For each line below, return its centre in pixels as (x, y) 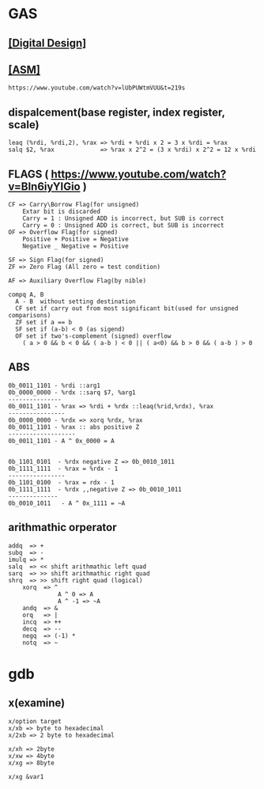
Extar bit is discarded (62, 212)
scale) (24, 125)
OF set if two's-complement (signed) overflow (93, 336)
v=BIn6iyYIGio (44, 186)
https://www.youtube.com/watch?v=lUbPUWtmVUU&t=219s (97, 88)
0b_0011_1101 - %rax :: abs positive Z (74, 427)
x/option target (35, 721)
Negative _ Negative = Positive (75, 246)
